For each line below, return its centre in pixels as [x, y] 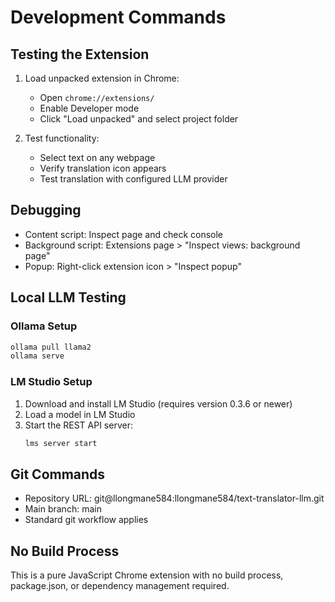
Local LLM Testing [68, 297]
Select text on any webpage [97, 157]
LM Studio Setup [51, 382]
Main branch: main [63, 509]
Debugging [46, 210]
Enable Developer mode [89, 108]
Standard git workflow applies [86, 520]
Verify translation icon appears [103, 168]
